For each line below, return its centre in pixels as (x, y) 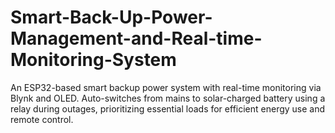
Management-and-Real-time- (136, 38)
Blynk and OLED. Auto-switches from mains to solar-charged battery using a (168, 98)
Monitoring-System (93, 60)
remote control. (42, 119)
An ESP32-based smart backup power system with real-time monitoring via (166, 87)
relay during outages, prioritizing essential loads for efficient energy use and (168, 108)
